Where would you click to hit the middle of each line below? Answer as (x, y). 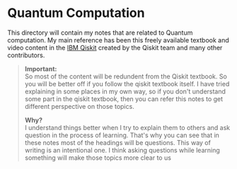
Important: (41, 69)
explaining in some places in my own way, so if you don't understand (125, 91)
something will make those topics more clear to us (98, 158)
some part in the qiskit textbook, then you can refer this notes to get (124, 99)
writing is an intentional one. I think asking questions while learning (122, 150)
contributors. (26, 55)
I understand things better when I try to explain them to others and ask (127, 127)
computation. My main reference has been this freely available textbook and (118, 40)
